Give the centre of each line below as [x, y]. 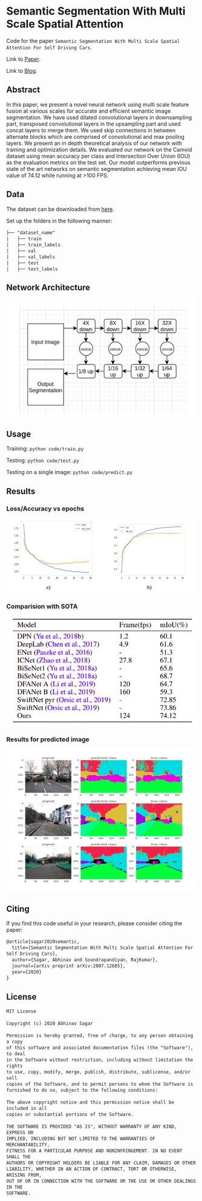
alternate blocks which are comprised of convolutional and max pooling [95, 136]
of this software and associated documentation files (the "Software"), [100, 1048]
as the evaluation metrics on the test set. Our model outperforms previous [98, 162]
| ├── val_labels [31, 257]
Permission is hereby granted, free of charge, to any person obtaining [100, 1036]
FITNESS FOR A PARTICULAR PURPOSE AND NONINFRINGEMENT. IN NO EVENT [94, 1151]
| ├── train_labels [34, 245]
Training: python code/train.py [45, 449]
